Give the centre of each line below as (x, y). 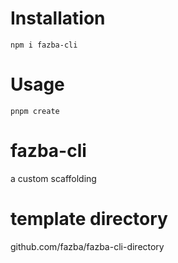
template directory (89, 219)
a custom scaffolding (53, 178)
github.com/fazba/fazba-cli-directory (87, 246)
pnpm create (35, 111)
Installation (58, 18)
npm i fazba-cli (44, 45)
